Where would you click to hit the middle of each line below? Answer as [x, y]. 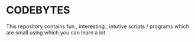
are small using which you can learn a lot [56, 32]
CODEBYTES [38, 10]
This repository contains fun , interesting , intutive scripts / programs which [97, 26]
